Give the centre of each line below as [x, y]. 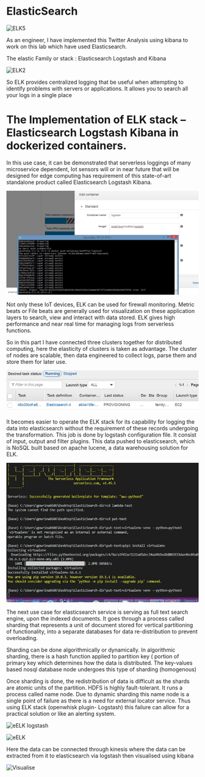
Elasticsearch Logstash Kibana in [92, 133]
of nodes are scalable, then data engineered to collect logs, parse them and [102, 355]
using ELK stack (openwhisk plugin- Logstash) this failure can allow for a [98, 707]
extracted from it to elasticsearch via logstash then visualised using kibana [100, 756]
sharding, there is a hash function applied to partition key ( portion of [93, 657]
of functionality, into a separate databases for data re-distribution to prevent [102, 632]
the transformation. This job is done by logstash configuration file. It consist [101, 435]
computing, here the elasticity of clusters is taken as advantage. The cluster [102, 349]
